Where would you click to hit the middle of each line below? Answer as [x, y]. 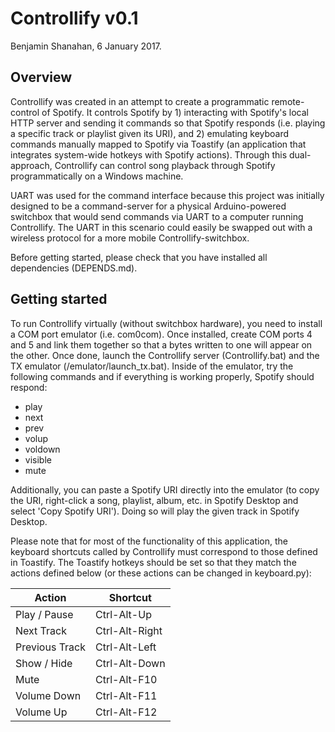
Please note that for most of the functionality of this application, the [149, 541]
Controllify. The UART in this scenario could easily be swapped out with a [161, 227]
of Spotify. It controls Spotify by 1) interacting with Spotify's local [175, 112]
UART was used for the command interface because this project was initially [167, 195]
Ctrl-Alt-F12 [126, 712]
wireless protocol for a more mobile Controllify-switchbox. [130, 238]
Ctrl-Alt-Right [129, 630]
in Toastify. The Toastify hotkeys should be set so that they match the [153, 562]
